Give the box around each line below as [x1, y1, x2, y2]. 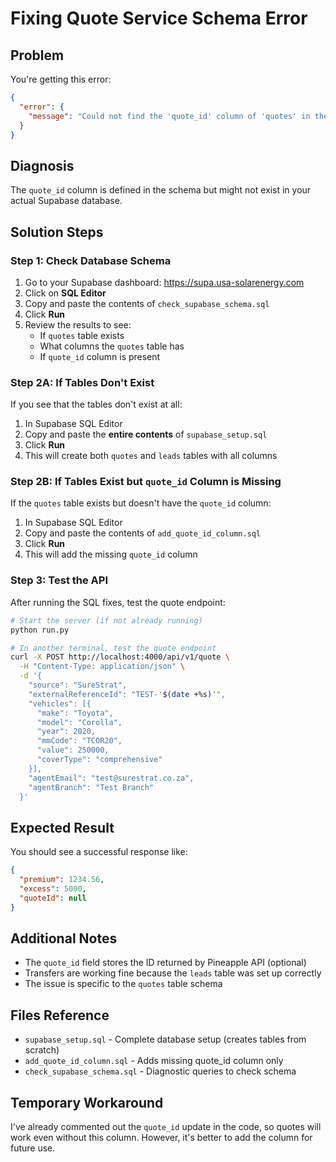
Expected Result [10, 819, 115, 836]
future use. [10, 1142, 56, 1154]
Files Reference [10, 1007, 110, 1024]
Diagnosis [10, 157, 75, 174]
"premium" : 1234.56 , [19, 875, 105, 885]
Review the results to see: [24, 318, 132, 331]
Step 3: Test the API [10, 573, 109, 587]
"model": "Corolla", [36, 717, 123, 727]
